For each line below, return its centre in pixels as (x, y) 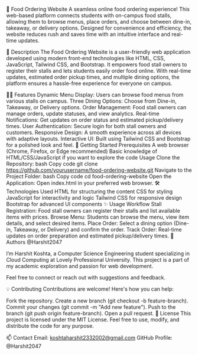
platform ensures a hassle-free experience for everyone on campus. (89, 83)
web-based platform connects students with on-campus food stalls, (89, 15)
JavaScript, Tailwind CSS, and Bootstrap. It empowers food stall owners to (97, 64)
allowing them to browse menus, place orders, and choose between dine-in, (99, 22)
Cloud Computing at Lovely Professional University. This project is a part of (98, 260)
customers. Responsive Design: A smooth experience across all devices (94, 132)
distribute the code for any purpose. (50, 326)
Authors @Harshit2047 (34, 242)
